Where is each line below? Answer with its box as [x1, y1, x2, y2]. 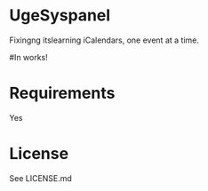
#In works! [9, 52, 49, 62]
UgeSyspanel [9, 5, 111, 26]
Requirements [9, 84, 116, 103]
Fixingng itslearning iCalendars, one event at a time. [9, 35, 200, 45]
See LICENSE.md [9, 172, 73, 183]
